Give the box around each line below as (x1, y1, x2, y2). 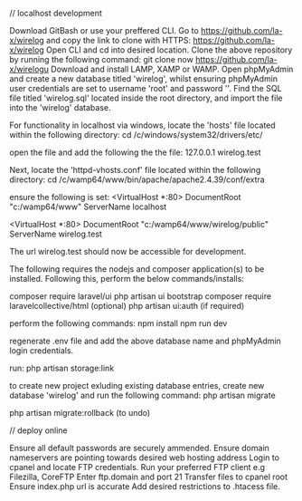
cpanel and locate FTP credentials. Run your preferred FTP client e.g (9, 462, 265, 472)
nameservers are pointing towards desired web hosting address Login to (9, 452, 280, 463)
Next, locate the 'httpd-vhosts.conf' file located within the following (9, 165, 261, 175)
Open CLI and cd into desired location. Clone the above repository (46, 44, 293, 55)
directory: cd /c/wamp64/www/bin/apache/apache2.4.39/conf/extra (9, 174, 265, 185)
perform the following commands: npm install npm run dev (9, 318, 228, 329)
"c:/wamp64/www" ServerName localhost (9, 201, 167, 212)
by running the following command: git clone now (9, 54, 194, 64)
